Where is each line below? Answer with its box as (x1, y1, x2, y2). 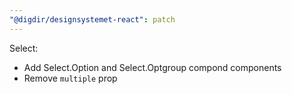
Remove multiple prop (23, 72, 118, 84)
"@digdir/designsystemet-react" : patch (9, 14, 176, 25)
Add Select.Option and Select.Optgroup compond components (23, 61, 282, 73)
